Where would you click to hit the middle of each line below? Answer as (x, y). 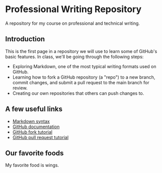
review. (20, 88)
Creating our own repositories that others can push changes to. (78, 93)
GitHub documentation (36, 127)
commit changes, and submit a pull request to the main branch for (81, 82)
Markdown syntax (31, 121)
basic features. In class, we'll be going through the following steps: (74, 56)
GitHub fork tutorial (32, 132)
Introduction (25, 39)
